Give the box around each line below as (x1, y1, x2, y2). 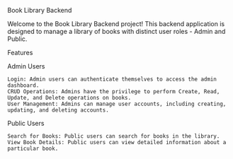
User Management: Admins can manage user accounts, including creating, (7, 100, 227, 107)
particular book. (7, 145, 59, 152)
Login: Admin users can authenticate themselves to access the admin (7, 76, 217, 83)
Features (7, 49, 33, 57)
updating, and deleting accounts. (7, 107, 110, 114)
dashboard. (7, 82, 40, 89)
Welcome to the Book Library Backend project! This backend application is (7, 20, 225, 28)
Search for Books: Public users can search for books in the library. (7, 133, 220, 140)
